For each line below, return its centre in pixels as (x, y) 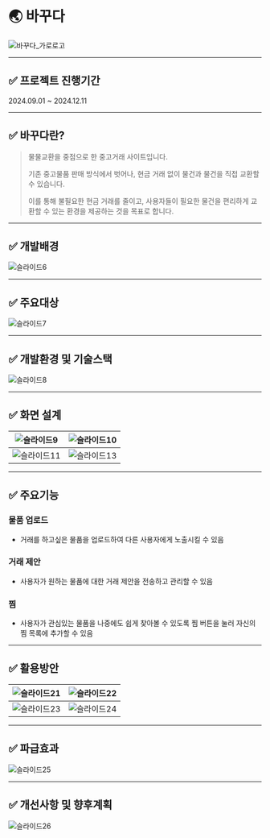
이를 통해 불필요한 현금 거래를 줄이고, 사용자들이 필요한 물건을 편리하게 (138, 201)
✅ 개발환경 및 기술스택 (60, 359)
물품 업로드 (29, 521)
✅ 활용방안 (34, 668)
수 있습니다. (47, 184)
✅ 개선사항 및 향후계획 (60, 805)
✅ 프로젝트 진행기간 (54, 81)
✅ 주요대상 (34, 303)
